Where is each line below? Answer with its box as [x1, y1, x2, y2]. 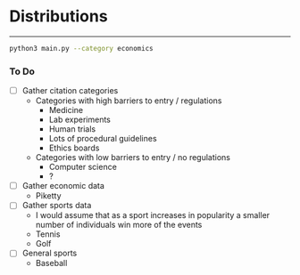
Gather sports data [21, 200, 92, 211]
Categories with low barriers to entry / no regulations [35, 152, 230, 163]
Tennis [35, 229, 61, 239]
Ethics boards [48, 142, 100, 153]
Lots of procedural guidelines [48, 133, 158, 144]
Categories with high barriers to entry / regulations [35, 95, 222, 106]
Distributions [9, 6, 109, 27]
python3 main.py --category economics [9, 44, 154, 53]
